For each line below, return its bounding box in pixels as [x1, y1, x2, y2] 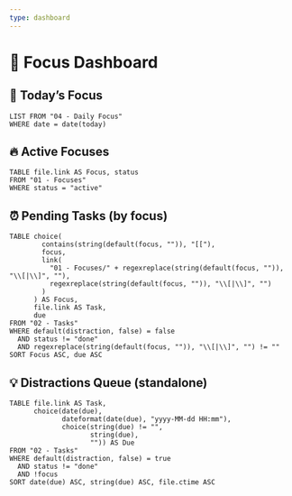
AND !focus [17, 470, 59, 479]
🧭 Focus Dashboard [9, 51, 159, 72]
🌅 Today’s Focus [9, 87, 104, 104]
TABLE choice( [9, 232, 63, 242]
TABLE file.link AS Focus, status [9, 168, 140, 177]
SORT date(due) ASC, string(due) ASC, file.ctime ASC [9, 478, 216, 487]
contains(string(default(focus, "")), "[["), [41, 240, 216, 249]
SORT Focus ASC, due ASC [9, 351, 103, 360]
